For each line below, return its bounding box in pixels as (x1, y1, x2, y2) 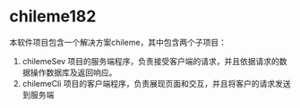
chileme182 (9, 6, 97, 27)
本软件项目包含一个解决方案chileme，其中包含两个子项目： (9, 37, 227, 47)
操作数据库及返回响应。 (30, 67, 117, 78)
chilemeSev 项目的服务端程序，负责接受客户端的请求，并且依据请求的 (21, 55, 280, 66)
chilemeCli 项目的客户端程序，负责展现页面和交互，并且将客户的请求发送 (21, 78, 291, 88)
